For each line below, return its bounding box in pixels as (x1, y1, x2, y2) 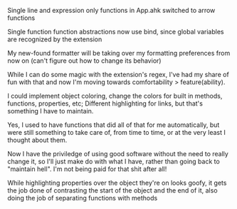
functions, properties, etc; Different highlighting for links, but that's (7, 99, 203, 108)
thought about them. (7, 136, 68, 144)
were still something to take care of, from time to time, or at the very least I (7, 128, 226, 136)
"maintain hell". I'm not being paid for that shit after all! (7, 165, 167, 173)
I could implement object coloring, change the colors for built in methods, (7, 92, 223, 100)
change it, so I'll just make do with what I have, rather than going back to (7, 157, 221, 165)
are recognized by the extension (7, 35, 102, 44)
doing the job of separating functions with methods (7, 194, 158, 202)
